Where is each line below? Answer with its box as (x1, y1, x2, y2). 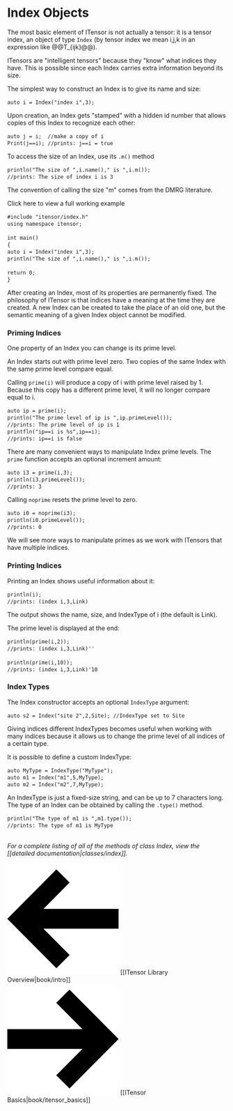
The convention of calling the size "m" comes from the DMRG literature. (7, 185, 214, 194)
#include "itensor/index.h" (7, 213, 89, 220)
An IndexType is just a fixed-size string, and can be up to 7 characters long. (7, 793, 224, 802)
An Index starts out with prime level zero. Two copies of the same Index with (7, 358, 226, 366)
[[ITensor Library (120, 967, 168, 976)
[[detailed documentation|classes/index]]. (7, 849, 128, 857)
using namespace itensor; (7, 220, 82, 227)
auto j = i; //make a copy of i (7, 132, 104, 140)
